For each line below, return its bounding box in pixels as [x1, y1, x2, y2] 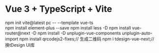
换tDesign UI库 [5, 42, 35, 48]
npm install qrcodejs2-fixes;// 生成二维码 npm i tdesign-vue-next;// [19, 36, 155, 42]
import [5, 36, 19, 42]
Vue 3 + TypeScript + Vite [5, 3, 113, 15]
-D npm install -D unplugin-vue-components [31, 30, 121, 36]
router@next [5, 30, 30, 36]
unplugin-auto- [122, 30, 153, 36]
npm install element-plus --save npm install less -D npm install [5, 25, 131, 30]
